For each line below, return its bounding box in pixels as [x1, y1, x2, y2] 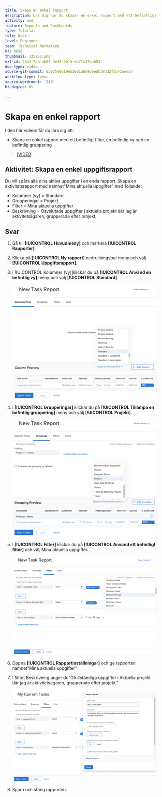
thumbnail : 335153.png [5, 54, 51, 59]
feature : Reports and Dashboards [5, 23, 73, 28]
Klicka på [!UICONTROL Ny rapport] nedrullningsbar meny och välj [12, 255, 146, 261]
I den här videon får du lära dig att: [5, 127, 74, 133]
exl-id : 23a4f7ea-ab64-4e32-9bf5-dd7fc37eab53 [5, 59, 101, 64]
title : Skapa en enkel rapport [5, 8, 68, 13]
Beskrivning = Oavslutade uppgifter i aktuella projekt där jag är [12, 208, 137, 214]
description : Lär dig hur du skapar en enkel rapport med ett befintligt [5, 13, 157, 18]
